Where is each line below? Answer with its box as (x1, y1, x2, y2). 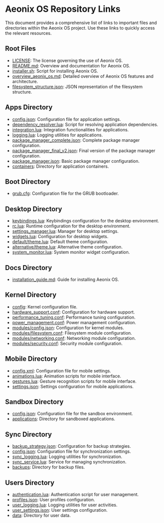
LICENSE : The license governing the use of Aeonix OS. (12, 58, 123, 63)
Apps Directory (5, 103, 53, 112)
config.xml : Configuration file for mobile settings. (12, 368, 111, 373)
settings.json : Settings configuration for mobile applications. (12, 383, 134, 389)
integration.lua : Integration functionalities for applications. (12, 126, 129, 132)
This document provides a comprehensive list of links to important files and (5, 20, 157, 26)
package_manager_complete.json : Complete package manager (12, 137, 140, 143)
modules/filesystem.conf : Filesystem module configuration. (12, 330, 132, 336)
